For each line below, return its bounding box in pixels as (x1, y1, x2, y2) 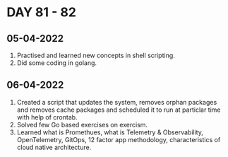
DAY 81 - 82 (6, 4, 77, 21)
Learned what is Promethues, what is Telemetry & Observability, (16, 128, 204, 136)
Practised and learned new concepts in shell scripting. (16, 51, 176, 59)
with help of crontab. (16, 112, 78, 121)
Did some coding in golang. (16, 59, 97, 67)
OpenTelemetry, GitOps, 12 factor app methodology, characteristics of (16, 135, 221, 144)
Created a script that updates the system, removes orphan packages (16, 98, 217, 106)
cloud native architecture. (16, 143, 92, 151)
